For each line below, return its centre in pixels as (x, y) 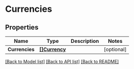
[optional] (115, 49)
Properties (22, 27)
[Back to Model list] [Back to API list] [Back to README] (62, 62)
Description (85, 41)
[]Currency (53, 49)
